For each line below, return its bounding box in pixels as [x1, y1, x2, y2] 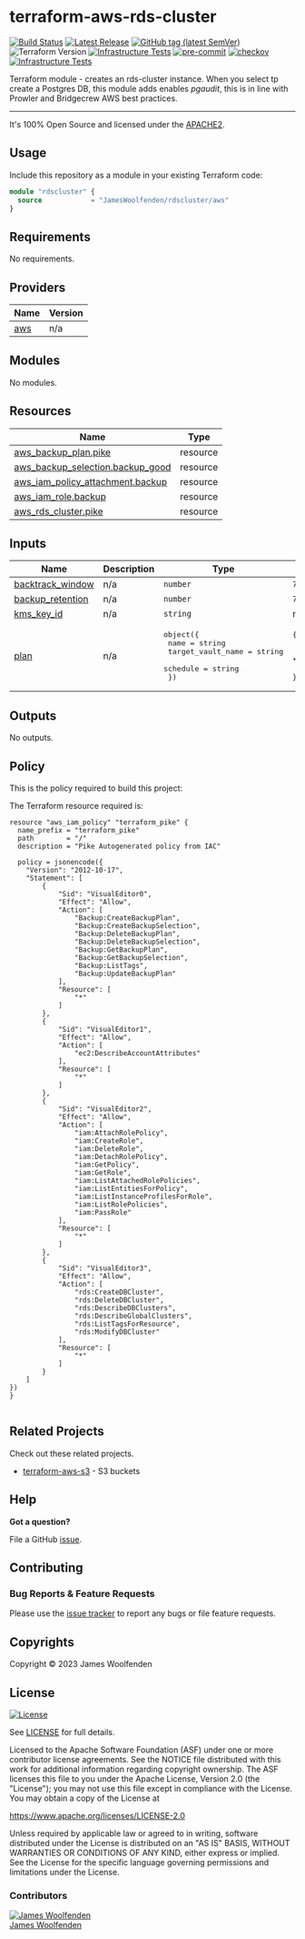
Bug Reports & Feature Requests [9, 1588, 155, 1600]
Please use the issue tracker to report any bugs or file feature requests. [9, 1608, 277, 1619]
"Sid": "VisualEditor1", [57, 1025, 152, 1035]
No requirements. [9, 253, 75, 265]
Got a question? [9, 1516, 71, 1527]
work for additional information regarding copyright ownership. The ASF [9, 1763, 279, 1774]
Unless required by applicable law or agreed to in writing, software [9, 1828, 259, 1839]
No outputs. [9, 732, 54, 743]
